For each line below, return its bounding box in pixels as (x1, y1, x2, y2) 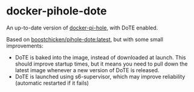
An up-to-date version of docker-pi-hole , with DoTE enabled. (6, 24, 158, 31)
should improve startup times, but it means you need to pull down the (15, 60, 188, 67)
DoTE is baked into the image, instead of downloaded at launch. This (15, 54, 186, 61)
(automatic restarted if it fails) (15, 79, 89, 87)
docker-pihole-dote (6, 4, 107, 18)
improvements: (6, 42, 44, 49)
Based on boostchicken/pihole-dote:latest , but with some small (6, 35, 163, 43)
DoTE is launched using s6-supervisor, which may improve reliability (15, 73, 186, 80)
